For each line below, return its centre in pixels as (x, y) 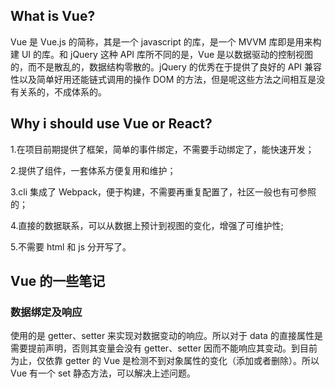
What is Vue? (53, 16)
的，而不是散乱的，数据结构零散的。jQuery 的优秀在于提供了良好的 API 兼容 (166, 66)
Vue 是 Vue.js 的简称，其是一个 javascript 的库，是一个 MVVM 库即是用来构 (166, 41)
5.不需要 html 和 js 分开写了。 (71, 246)
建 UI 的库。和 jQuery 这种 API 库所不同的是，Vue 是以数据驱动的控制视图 (162, 54)
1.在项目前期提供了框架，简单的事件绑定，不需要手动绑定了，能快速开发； (162, 149)
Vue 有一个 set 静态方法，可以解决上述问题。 (103, 373)
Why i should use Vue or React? (111, 124)
